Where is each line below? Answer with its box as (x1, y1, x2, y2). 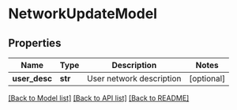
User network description (86, 73, 182, 84)
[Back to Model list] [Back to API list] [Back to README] (8, 93, 190, 103)
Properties (8, 36, 62, 50)
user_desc (12, 73, 53, 84)
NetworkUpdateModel (8, 5, 158, 23)
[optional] (189, 73, 226, 84)
